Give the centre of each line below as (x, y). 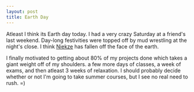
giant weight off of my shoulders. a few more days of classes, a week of (94, 64)
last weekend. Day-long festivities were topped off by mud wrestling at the (97, 40)
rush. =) (16, 83)
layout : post (22, 11)
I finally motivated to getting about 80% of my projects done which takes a (97, 58)
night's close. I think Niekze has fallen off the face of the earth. (83, 46)
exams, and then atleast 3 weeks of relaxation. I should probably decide (93, 70)
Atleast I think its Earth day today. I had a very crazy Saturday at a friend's (96, 34)
